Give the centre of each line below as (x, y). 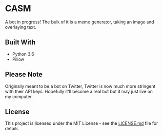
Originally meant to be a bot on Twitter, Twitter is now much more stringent (80, 86)
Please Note (24, 75)
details (12, 129)
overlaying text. (21, 27)
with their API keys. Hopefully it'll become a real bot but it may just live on (79, 91)
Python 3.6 (23, 54)
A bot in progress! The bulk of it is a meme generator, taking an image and (80, 22)
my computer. (19, 96)
